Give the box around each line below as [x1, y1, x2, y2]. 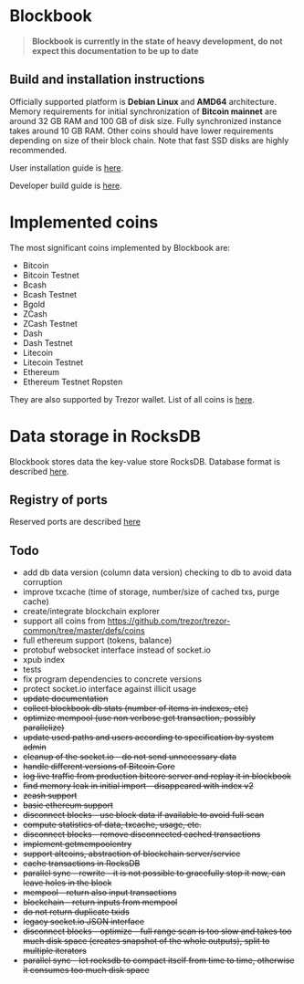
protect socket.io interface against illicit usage [22, 684, 196, 695]
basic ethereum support [22, 800, 114, 811]
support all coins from [22, 615, 106, 626]
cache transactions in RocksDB [22, 858, 141, 869]
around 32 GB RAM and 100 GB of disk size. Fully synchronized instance [9, 115, 282, 126]
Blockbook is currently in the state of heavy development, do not [31, 36, 283, 47]
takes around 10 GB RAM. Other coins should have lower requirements [9, 125, 274, 136]
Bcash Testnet [22, 288, 78, 299]
